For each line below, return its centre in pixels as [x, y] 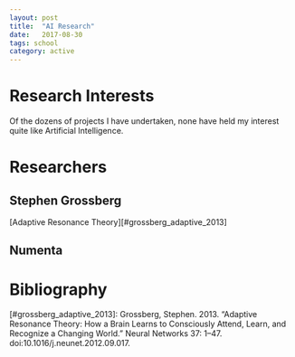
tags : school [34, 43]
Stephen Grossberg [66, 200]
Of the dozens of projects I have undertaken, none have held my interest [144, 121]
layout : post [34, 18]
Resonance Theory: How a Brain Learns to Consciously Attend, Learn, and [148, 324]
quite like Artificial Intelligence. [67, 131]
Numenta [36, 251]
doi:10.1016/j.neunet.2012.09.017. [70, 343]
